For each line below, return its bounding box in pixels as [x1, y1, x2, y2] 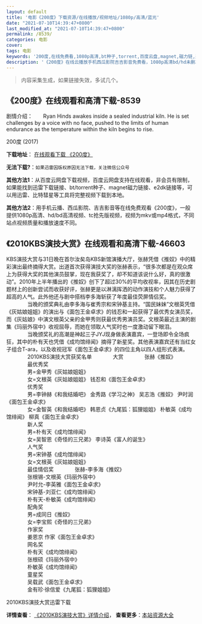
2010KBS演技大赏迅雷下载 [6, 599, 71, 606]
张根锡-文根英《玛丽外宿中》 [26, 473, 99, 480]
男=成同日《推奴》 [26, 511, 73, 518]
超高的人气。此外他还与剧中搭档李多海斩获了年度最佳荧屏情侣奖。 [6, 293, 170, 300]
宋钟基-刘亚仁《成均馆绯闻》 [26, 488, 99, 495]
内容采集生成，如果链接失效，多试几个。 [20, 76, 121, 83]
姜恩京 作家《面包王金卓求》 [26, 533, 97, 541]
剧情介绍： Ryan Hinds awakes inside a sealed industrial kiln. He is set [6, 112, 189, 120]
